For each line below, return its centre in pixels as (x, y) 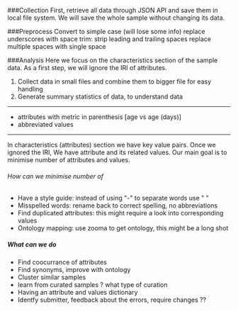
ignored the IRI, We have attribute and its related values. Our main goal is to (117, 152)
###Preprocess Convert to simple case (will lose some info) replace (106, 32)
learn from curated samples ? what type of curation (92, 285)
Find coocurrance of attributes (62, 262)
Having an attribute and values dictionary (78, 293)
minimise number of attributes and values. (69, 160)
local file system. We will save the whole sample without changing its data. (116, 18)
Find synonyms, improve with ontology (74, 270)
